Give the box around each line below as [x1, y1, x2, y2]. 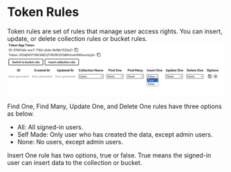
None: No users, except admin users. [17, 138, 123, 146]
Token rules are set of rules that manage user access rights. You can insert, [7, 27, 223, 35]
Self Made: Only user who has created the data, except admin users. [17, 130, 213, 139]
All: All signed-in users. [17, 123, 84, 131]
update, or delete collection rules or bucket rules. [7, 34, 147, 42]
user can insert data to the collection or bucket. [7, 159, 142, 166]
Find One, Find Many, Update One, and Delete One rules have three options [7, 102, 223, 110]
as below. [7, 110, 35, 118]
